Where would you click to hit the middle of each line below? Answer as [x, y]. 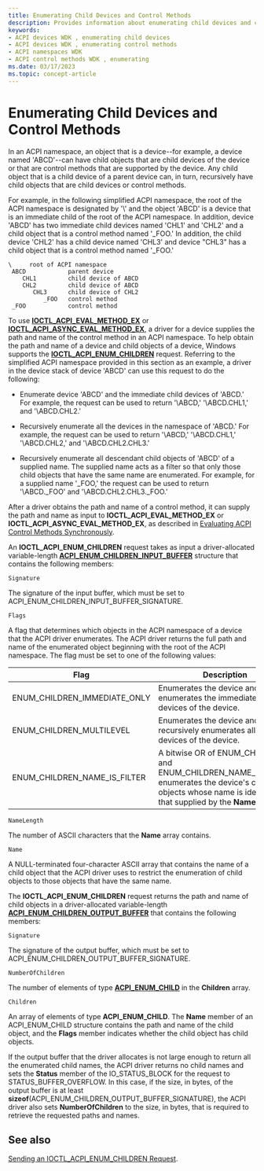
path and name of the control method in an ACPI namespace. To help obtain [131, 337]
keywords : [24, 30]
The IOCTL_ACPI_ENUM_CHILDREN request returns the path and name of [128, 896]
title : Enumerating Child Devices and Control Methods [100, 15]
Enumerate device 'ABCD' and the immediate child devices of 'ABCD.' [132, 394]
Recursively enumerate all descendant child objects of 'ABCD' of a [127, 458]
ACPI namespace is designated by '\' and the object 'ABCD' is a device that [130, 208]
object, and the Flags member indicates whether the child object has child [128, 1033]
